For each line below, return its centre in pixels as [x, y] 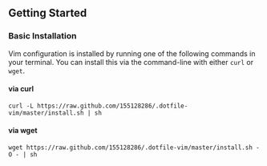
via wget [23, 131]
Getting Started [48, 13]
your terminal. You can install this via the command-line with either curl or [131, 62]
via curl [21, 89]
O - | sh [23, 155]
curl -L [21, 106]
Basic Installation [42, 36]
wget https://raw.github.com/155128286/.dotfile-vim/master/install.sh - [134, 148]
